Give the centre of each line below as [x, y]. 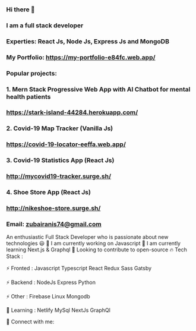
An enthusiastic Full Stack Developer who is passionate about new [87, 237]
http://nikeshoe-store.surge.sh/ [53, 208]
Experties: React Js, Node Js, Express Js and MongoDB [88, 41]
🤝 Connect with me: [30, 322]
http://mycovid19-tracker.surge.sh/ [59, 176]
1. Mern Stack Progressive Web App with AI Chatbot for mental [98, 89]
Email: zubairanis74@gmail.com [54, 224]
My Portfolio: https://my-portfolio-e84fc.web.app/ [81, 57]
